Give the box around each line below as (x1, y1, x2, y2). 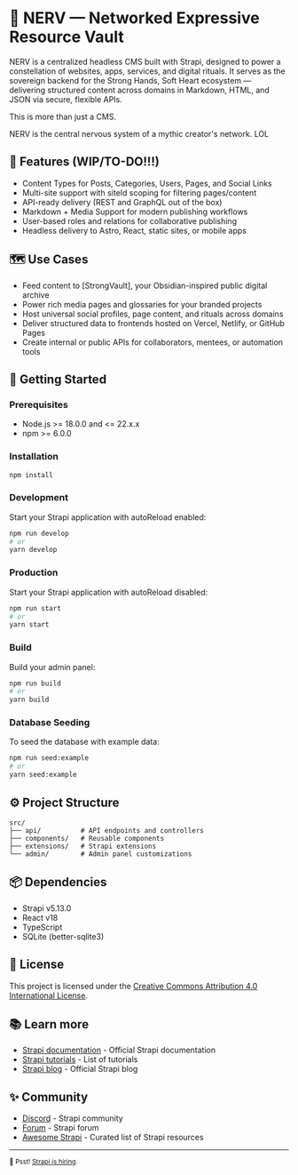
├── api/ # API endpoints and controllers (9, 826, 204, 835)
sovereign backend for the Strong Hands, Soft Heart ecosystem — (9, 75, 252, 85)
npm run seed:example (9, 754, 90, 763)
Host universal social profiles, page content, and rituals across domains (21, 308, 284, 319)
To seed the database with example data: (9, 737, 160, 747)
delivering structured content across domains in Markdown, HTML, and (9, 84, 271, 95)
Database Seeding (9, 716, 90, 729)
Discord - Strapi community (21, 1113, 124, 1123)
